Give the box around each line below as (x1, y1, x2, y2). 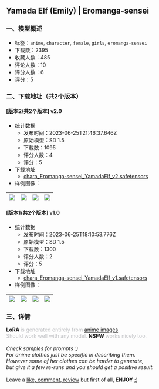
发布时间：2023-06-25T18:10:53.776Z (23, 231, 116, 238)
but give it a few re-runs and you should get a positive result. (6, 364, 154, 371)
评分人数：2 (23, 253, 53, 260)
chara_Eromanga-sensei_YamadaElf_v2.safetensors (23, 172, 148, 179)
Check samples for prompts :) (6, 345, 78, 352)
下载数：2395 (14, 46, 48, 54)
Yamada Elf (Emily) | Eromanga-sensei (6, 6, 150, 16)
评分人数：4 (23, 151, 53, 158)
